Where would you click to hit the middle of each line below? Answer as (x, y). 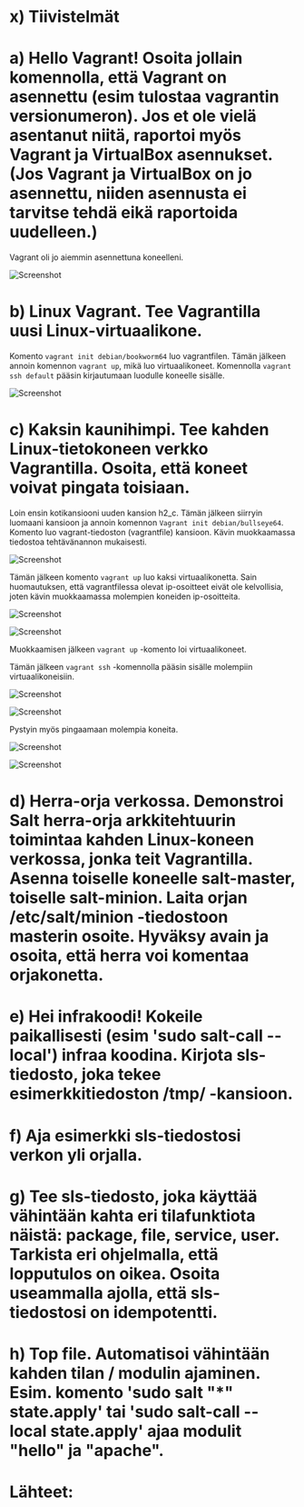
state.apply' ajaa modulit (146, 1431)
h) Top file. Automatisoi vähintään (140, 1354)
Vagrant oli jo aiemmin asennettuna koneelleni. (97, 257)
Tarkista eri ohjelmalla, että (114, 1254)
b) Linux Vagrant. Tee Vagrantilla (135, 312)
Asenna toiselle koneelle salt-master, (152, 878)
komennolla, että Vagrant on (118, 78)
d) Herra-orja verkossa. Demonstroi (147, 801)
